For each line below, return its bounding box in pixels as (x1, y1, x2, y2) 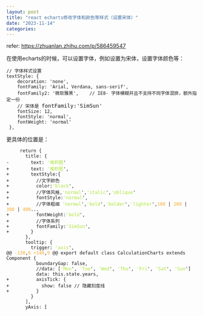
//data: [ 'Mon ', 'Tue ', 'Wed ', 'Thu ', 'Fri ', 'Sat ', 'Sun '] (36, 266, 191, 272)
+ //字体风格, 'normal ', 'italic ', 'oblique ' (6, 189, 136, 196)
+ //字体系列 (6, 219, 60, 225)
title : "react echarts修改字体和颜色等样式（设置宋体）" (6, 15, 138, 21)
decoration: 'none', (17, 79, 69, 85)
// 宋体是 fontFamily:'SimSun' (17, 102, 103, 110)
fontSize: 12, (17, 108, 53, 115)
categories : (6, 25, 36, 32)
